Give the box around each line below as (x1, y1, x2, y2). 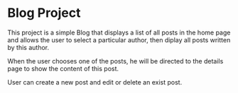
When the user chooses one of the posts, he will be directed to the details (7, 56, 224, 65)
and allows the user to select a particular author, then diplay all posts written (7, 35, 231, 44)
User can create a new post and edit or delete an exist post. (7, 77, 183, 86)
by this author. (7, 43, 50, 51)
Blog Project (7, 5, 81, 21)
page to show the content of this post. (7, 64, 119, 73)
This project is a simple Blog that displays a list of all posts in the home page (7, 28, 231, 37)
